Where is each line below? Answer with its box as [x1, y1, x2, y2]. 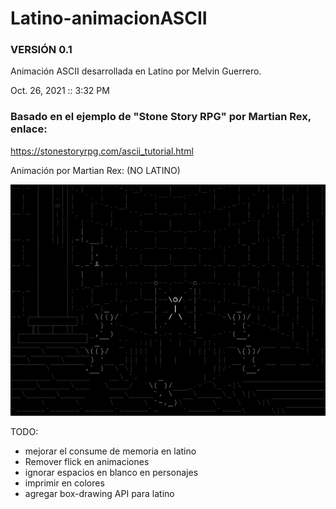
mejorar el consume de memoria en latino [24, 445, 197, 457]
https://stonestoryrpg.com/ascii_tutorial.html [10, 145, 194, 157]
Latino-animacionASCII [10, 7, 208, 30]
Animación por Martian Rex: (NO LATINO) [10, 164, 181, 176]
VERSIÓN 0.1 [10, 43, 73, 57]
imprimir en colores [24, 477, 105, 489]
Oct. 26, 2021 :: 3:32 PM [10, 85, 110, 97]
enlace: [10, 122, 48, 136]
